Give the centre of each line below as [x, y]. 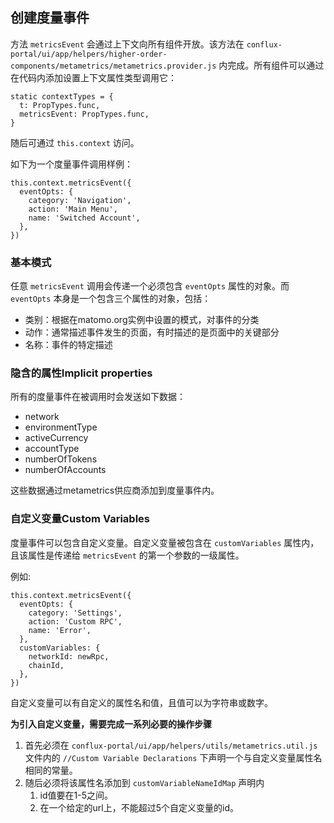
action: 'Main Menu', [73, 209]
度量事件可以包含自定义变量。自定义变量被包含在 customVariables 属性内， [165, 542]
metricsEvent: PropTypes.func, [84, 114]
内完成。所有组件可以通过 [271, 65]
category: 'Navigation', [80, 200]
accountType [52, 449]
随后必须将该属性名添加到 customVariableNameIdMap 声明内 [144, 782]
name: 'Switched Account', [84, 218]
